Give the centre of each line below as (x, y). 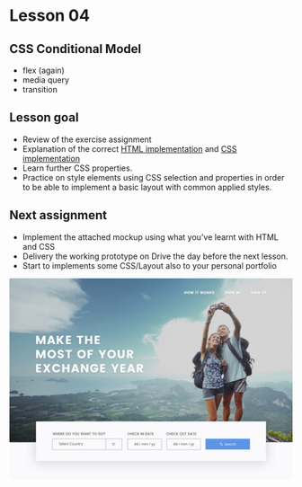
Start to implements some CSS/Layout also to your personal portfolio (149, 265)
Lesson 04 (49, 16)
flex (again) (43, 70)
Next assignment (58, 215)
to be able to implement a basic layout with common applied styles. (147, 187)
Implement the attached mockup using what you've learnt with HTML (150, 237)
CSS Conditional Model (75, 49)
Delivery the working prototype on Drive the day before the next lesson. (155, 256)
